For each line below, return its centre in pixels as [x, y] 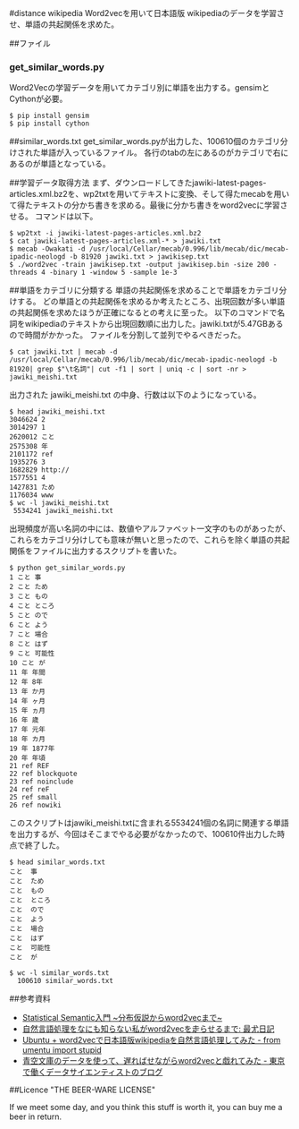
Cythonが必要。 [38, 99]
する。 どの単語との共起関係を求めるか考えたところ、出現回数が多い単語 [151, 302]
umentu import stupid [62, 1050]
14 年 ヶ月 [28, 701]
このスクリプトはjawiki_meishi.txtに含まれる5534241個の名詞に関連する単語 [149, 823]
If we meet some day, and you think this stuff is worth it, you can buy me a [146, 1108]
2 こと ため [29, 587]
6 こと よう [29, 625]
